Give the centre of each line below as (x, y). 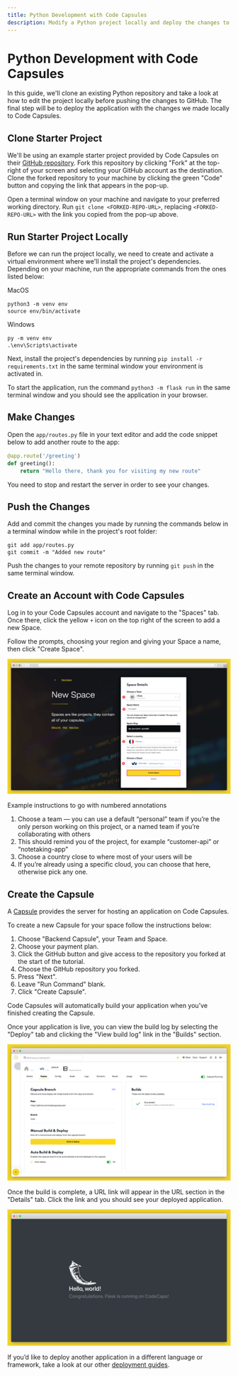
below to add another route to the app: (64, 442)
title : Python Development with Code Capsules (77, 15)
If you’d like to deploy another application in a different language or (105, 1358)
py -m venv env (30, 338)
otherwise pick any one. (53, 872)
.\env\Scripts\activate (42, 346)
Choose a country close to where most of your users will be (105, 857)
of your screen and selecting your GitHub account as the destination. (123, 170)
